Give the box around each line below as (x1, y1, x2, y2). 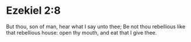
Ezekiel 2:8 (6, 4, 61, 17)
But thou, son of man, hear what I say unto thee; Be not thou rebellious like (6, 23, 186, 30)
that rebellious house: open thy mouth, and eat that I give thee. (6, 29, 157, 36)
